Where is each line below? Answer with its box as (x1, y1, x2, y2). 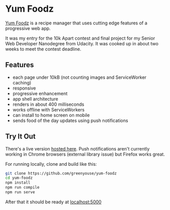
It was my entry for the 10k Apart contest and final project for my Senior (5, 35, 155, 41)
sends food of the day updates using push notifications (12, 117, 128, 124)
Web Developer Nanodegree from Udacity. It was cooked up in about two (5, 40, 159, 46)
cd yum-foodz (5, 175, 33, 181)
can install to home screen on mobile (12, 112, 90, 118)
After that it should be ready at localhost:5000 (5, 199, 101, 205)
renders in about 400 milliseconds (12, 101, 85, 107)
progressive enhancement (12, 90, 67, 97)
